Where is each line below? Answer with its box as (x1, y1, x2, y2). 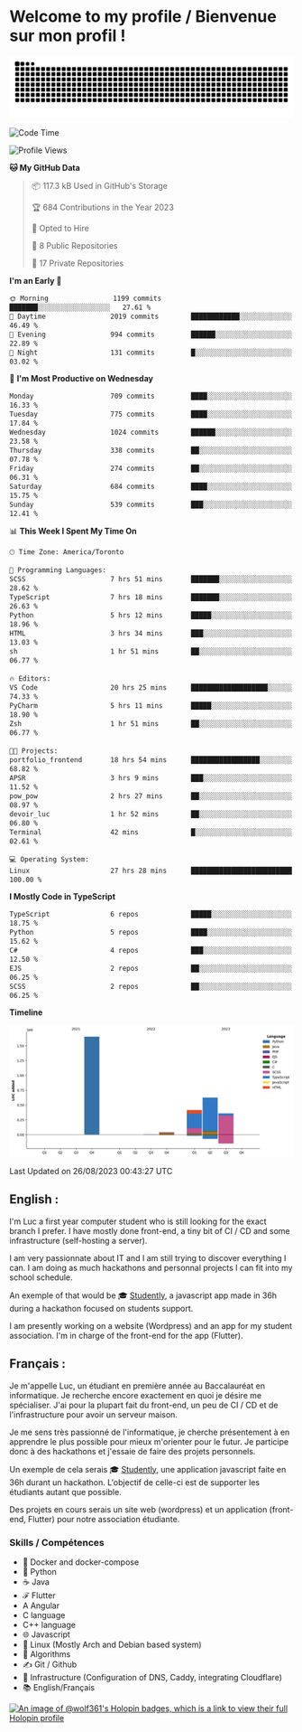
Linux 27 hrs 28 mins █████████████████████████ (9, 866, 293, 875)
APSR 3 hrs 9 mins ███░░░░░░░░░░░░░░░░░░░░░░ (9, 773, 293, 783)
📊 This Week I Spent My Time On (9, 525, 137, 536)
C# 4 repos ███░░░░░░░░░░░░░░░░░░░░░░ (9, 946, 293, 955)
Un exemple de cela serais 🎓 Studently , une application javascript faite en (9, 1464, 287, 1474)
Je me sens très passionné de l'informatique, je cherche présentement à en (9, 1426, 290, 1437)
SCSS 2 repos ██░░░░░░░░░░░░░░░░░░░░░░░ (9, 982, 293, 991)
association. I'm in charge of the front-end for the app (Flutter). (9, 1330, 243, 1341)
